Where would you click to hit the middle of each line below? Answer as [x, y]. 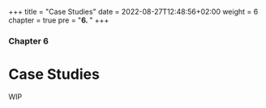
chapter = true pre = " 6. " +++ [59, 20]
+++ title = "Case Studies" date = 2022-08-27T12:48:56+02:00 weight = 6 [133, 12]
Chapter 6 [28, 41]
